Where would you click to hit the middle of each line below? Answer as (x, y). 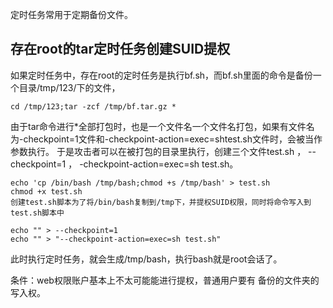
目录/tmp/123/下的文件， (69, 87)
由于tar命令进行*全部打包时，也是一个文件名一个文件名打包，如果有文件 (158, 126)
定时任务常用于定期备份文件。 (71, 14)
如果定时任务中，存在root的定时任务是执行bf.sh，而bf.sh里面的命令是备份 (161, 75)
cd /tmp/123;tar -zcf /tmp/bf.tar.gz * (93, 106)
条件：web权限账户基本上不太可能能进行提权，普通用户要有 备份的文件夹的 (165, 280)
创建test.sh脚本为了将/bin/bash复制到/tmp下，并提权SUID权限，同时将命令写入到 (161, 202)
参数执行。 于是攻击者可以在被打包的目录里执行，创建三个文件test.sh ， (158, 151)
